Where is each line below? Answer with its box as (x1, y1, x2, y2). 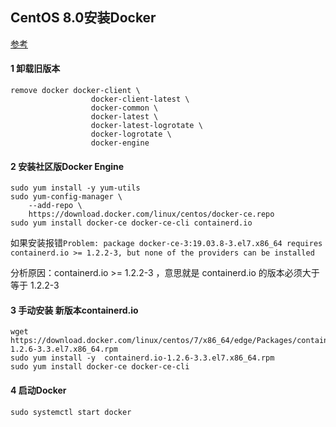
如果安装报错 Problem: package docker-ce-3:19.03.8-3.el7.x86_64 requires (10, 237, 323, 249)
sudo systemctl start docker (10, 407, 132, 417)
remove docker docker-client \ (10, 86, 141, 96)
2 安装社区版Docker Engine (10, 160, 125, 172)
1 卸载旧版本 (10, 63, 61, 75)
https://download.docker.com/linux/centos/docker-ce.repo (28, 209, 275, 220)
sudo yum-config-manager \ (10, 192, 123, 202)
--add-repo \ (28, 201, 83, 211)
